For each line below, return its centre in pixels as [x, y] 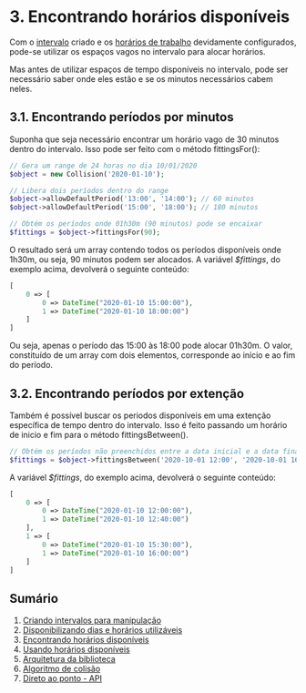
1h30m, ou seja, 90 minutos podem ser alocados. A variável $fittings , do [145, 259]
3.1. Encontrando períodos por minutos [122, 117]
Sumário [34, 598]
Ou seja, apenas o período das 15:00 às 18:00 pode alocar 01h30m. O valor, [151, 346]
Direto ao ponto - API [62, 678]
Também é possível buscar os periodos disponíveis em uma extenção [140, 415]
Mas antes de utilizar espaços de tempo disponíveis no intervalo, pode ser [149, 69]
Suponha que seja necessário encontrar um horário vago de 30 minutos [144, 139]
